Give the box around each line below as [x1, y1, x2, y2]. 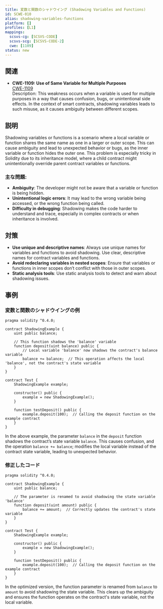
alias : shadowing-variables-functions [5, 16, 84, 21]
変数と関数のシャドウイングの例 [5, 307, 80, 314]
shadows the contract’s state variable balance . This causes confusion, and [5, 438, 154, 444]
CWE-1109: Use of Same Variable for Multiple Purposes [12, 80, 127, 86]
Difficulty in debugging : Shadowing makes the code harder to [12, 205, 138, 212]
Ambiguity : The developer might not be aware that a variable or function [12, 185, 158, 191]
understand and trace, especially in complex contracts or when [12, 211, 139, 217]
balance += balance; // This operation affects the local [22, 356, 145, 361]
